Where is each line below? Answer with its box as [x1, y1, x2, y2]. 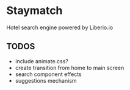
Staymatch [6, 4, 63, 18]
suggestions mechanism [15, 77, 78, 84]
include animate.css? [15, 57, 69, 64]
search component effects [15, 71, 82, 78]
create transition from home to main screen [15, 64, 125, 71]
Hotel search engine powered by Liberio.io [6, 24, 114, 31]
